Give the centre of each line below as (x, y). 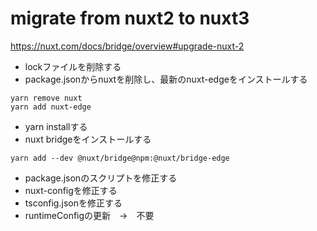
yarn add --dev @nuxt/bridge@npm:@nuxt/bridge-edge (120, 158)
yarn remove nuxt (46, 98)
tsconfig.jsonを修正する (73, 203)
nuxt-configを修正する (71, 190)
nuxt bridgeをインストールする (88, 139)
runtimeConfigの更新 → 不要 (89, 215)
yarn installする (56, 126)
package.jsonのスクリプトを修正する (101, 178)
